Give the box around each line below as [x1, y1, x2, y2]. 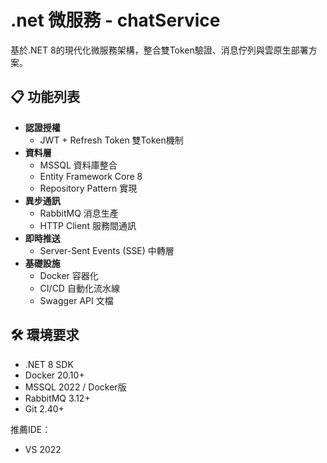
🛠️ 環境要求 [10, 327, 80, 344]
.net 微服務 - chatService [10, 9, 221, 32]
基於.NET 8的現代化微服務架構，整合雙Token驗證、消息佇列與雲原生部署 [10, 44, 309, 56]
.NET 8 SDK [24, 358, 74, 370]
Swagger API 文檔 [39, 294, 114, 306]
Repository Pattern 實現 [39, 182, 138, 194]
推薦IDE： [10, 423, 52, 435]
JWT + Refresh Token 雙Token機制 [39, 134, 184, 146]
